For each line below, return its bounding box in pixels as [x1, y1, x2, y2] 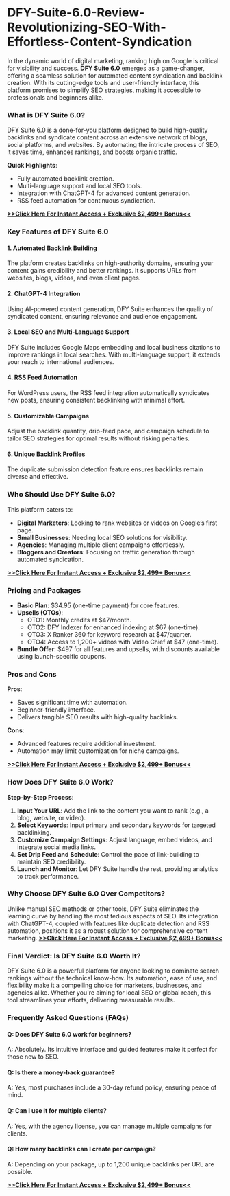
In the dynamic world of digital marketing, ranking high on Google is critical [7, 56, 219, 65]
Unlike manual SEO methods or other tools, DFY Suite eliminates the [7, 905, 199, 913]
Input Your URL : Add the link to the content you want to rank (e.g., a [16, 806, 209, 815]
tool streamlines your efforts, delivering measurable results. [7, 996, 175, 1004]
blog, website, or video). [16, 813, 86, 822]
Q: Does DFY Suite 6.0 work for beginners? [7, 1030, 132, 1038]
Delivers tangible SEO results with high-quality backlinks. [16, 713, 179, 721]
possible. [7, 1167, 33, 1175]
